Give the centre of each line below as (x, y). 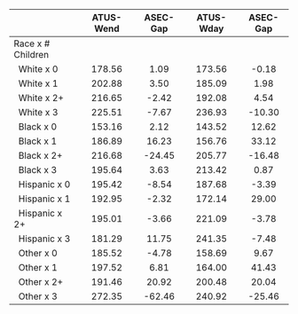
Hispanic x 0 (44, 184)
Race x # (32, 43)
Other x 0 (38, 253)
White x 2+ (41, 98)
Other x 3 (38, 296)
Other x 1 (38, 267)
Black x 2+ (40, 156)
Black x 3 (38, 170)
